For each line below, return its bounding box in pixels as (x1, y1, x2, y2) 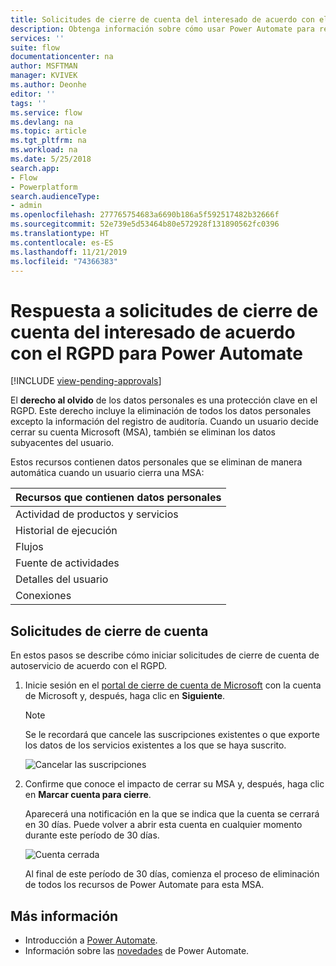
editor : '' (10, 89, 56, 99)
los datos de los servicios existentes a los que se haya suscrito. (24, 739, 287, 751)
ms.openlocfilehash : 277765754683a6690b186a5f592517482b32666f (10, 210, 280, 220)
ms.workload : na (10, 145, 78, 155)
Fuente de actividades (15, 556, 120, 570)
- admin (10, 201, 43, 211)
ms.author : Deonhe (10, 80, 87, 90)
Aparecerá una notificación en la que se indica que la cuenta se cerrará (24, 808, 320, 820)
